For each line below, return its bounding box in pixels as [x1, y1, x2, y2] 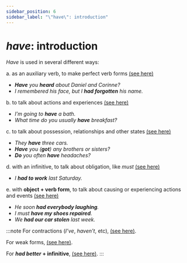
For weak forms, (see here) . [6, 239, 73, 246]
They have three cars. [14, 139, 68, 147]
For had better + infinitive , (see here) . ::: [6, 250, 104, 257]
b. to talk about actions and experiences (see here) [6, 99, 129, 106]
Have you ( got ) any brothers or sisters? [14, 146, 110, 153]
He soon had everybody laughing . [14, 204, 99, 211]
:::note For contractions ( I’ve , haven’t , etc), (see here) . [6, 227, 137, 235]
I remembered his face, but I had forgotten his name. [14, 87, 143, 95]
